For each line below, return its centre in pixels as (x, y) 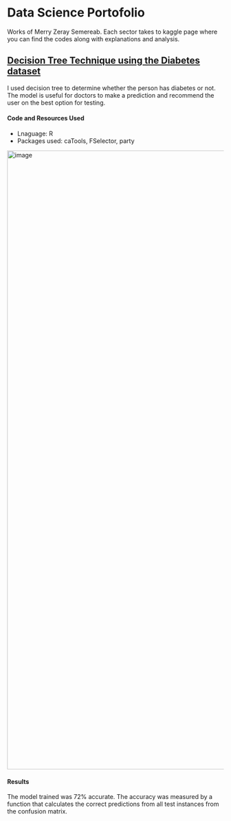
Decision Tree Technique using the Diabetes (104, 61)
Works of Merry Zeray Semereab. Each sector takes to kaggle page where (112, 32)
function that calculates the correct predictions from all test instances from (113, 804)
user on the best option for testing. (56, 102)
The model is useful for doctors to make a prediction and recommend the (111, 95)
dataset (24, 71)
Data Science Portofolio (76, 13)
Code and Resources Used (46, 118)
